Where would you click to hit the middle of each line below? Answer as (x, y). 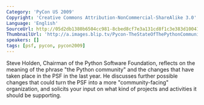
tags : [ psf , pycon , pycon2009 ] (46, 46)
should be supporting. (34, 95)
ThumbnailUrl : (24, 35)
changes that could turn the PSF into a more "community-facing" (87, 82)
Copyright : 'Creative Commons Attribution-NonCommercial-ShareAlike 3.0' (102, 18)
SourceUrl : (20, 29)
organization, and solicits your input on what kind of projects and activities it (102, 89)
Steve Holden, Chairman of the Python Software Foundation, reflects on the (101, 63)
